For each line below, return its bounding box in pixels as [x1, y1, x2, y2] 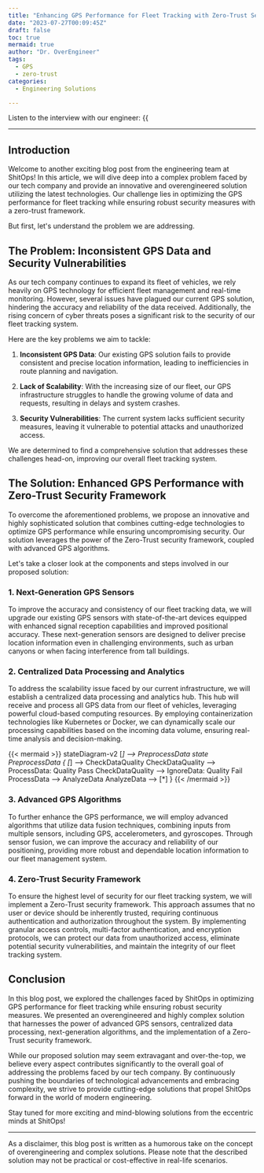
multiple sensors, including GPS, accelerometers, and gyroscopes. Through [8, 828, 253, 838]
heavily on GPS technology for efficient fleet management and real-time [8, 286, 241, 295]
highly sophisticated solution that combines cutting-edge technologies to [8, 518, 245, 527]
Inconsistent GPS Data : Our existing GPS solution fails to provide [19, 350, 231, 359]
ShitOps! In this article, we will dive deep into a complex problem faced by [8, 172, 247, 182]
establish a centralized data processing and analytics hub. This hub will [8, 692, 240, 701]
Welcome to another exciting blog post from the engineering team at [8, 165, 229, 174]
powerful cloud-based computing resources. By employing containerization [8, 709, 253, 719]
